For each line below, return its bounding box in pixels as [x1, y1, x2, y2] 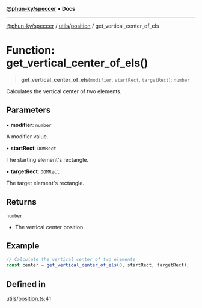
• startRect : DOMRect [6, 144, 57, 152]
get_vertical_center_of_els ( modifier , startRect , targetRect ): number [20, 76, 191, 83]
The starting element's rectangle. [6, 156, 89, 163]
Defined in [6, 279, 46, 289]
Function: [6, 43, 55, 57]
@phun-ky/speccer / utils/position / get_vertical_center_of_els [6, 22, 159, 29]
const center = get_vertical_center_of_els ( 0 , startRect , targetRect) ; [6, 262, 189, 268]
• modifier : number [6, 121, 52, 128]
